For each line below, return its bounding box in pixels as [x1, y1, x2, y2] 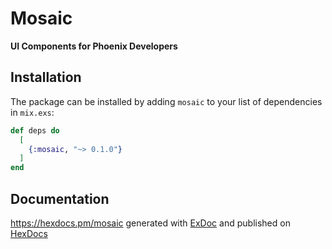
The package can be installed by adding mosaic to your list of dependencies [10, 95, 323, 107]
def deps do [10, 125, 60, 136]
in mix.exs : [10, 106, 55, 118]
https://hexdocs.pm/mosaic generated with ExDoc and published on [10, 217, 291, 229]
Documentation [10, 190, 110, 207]
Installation [10, 69, 82, 86]
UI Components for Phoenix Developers [10, 40, 178, 52]
